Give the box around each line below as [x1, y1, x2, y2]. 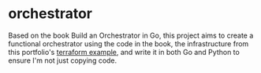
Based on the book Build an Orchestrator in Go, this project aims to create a [8, 31, 254, 40]
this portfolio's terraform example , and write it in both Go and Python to [8, 47, 240, 57]
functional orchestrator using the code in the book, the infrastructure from [8, 38, 249, 48]
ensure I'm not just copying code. [8, 56, 117, 65]
